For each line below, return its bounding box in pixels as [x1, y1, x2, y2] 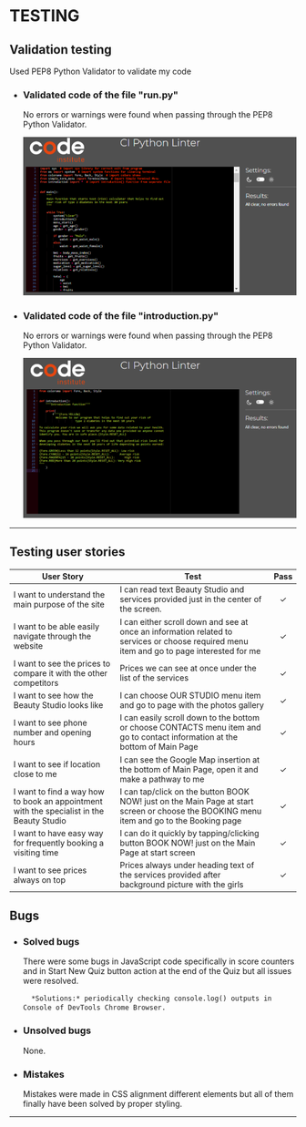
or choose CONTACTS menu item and [119, 722, 261, 733]
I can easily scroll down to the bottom [119, 712, 260, 723]
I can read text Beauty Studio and [119, 584, 245, 595]
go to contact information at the [119, 732, 239, 743]
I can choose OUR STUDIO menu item [119, 690, 261, 702]
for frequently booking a [13, 837, 105, 848]
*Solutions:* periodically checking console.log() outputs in [31, 994, 272, 1003]
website [13, 640, 44, 651]
